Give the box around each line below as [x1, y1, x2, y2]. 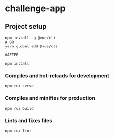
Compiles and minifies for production [5, 95, 95, 102]
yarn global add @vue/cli [5, 44, 57, 49]
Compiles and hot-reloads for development [5, 72, 110, 79]
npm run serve [5, 84, 34, 89]
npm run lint [5, 128, 32, 133]
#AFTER [5, 52, 19, 57]
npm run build [5, 106, 34, 111]
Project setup [5, 23, 47, 31]
